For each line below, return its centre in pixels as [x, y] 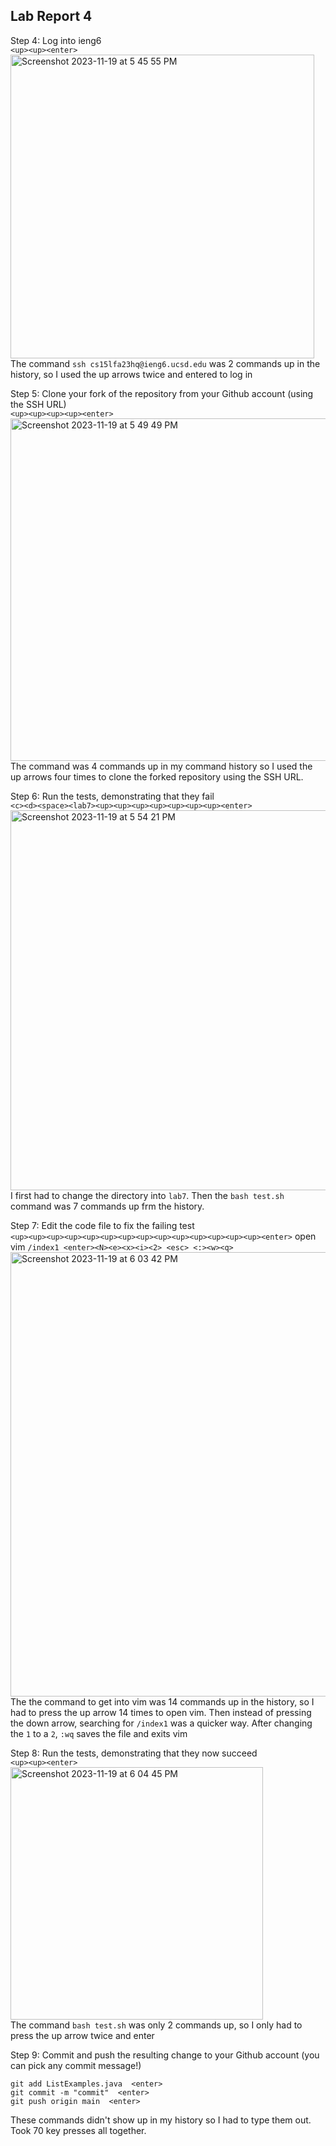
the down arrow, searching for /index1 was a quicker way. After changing [161, 1723]
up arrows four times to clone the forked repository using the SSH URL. [157, 776]
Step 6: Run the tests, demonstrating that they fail [112, 796]
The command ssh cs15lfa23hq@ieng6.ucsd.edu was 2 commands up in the [165, 363]
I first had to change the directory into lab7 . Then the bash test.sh [147, 1195]
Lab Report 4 [51, 16]
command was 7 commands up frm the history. [107, 1206]
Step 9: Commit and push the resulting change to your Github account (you [165, 2055]
